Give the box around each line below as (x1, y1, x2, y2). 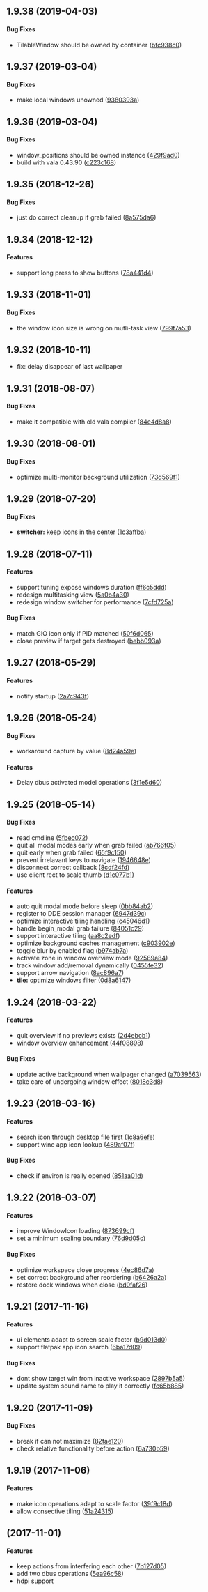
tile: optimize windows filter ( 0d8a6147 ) (16, 976, 131, 985)
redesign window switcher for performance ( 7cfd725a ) (16, 597, 175, 606)
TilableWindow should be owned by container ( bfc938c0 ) (16, 40, 182, 49)
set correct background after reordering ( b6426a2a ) (16, 1273, 167, 1281)
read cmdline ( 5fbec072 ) (16, 833, 88, 842)
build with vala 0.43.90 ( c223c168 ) (16, 158, 117, 167)
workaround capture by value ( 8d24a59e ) (16, 747, 137, 756)
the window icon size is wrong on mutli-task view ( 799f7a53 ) (16, 323, 192, 332)
